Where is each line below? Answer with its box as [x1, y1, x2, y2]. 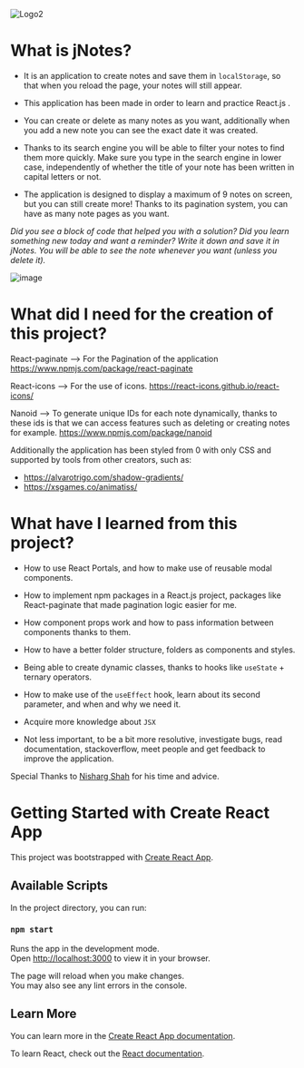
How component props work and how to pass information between [23, 617, 275, 628]
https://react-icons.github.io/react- [149, 380, 280, 391]
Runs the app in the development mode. [10, 943, 160, 954]
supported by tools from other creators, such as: [10, 454, 192, 465]
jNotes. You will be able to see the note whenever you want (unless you [10, 245, 278, 256]
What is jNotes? [10, 41, 132, 61]
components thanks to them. [23, 626, 131, 637]
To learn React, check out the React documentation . [10, 1048, 205, 1059]
